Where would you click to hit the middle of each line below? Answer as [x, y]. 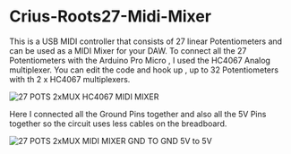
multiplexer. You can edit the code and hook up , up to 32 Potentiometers [144, 70]
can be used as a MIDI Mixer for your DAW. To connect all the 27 [128, 50]
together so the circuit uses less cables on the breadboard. [118, 124]
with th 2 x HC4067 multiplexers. [70, 79]
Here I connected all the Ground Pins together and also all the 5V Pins [138, 114]
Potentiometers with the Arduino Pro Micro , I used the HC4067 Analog [140, 60]
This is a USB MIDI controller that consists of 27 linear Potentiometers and [146, 41]
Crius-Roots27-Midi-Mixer [111, 17]
